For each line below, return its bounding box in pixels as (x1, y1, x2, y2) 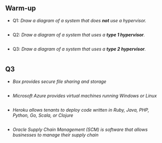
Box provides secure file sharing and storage (12, 78, 107, 84)
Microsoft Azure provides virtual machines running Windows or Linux (12, 92, 157, 99)
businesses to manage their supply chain (12, 131, 99, 138)
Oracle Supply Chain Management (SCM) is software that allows (12, 126, 148, 132)
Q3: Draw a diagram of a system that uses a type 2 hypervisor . (12, 45, 146, 52)
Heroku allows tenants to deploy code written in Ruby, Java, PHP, (12, 107, 149, 113)
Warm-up (5, 4, 36, 13)
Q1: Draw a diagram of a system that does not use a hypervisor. (12, 17, 146, 23)
